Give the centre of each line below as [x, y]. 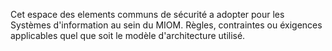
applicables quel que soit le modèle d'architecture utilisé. [128, 35]
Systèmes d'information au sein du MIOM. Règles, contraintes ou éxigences [166, 25]
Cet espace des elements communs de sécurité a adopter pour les [147, 14]
